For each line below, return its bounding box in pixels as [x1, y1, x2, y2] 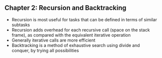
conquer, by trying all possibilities [11, 47, 79, 53]
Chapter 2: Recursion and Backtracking [4, 4, 126, 12]
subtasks [11, 22, 30, 28]
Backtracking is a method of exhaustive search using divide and [11, 42, 140, 48]
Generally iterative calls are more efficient [11, 37, 96, 43]
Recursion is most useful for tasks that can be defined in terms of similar [11, 16, 157, 22]
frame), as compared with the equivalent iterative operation [11, 32, 131, 38]
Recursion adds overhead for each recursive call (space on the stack [11, 27, 150, 33]
